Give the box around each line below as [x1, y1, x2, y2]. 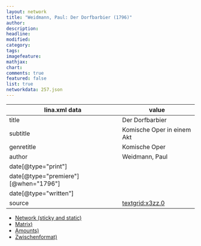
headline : [6, 31, 31, 37]
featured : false [6, 75, 47, 81]
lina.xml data [44, 105, 82, 114]
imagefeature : [6, 53, 42, 59]
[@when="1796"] [9, 179, 61, 187]
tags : [6, 48, 20, 54]
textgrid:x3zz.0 [122, 199, 165, 207]
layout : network [6, 8, 47, 15]
